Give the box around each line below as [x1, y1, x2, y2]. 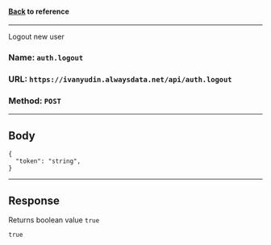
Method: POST [8, 95, 62, 106]
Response [8, 193, 60, 207]
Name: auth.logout [8, 52, 84, 64]
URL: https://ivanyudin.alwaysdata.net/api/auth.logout [8, 73, 232, 85]
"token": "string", [15, 157, 81, 165]
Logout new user [8, 32, 65, 42]
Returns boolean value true [8, 214, 100, 225]
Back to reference [8, 6, 70, 16]
